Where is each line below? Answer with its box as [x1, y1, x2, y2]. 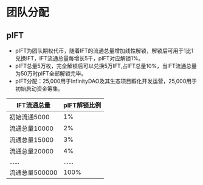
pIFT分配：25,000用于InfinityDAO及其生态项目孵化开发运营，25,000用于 [15, 77, 198, 85]
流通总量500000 [9, 169, 58, 176]
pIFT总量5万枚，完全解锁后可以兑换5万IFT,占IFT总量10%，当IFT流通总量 [15, 62, 198, 69]
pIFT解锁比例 [63, 101, 101, 110]
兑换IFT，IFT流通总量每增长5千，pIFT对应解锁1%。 [15, 55, 144, 61]
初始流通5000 [9, 113, 50, 121]
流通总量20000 [9, 147, 53, 155]
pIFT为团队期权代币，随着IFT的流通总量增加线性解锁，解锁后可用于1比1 [15, 47, 193, 54]
